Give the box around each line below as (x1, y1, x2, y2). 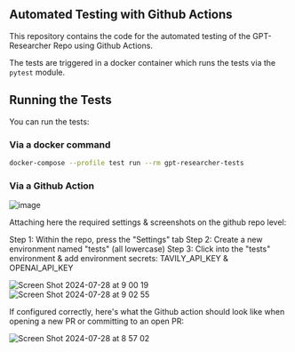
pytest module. (9, 67, 65, 77)
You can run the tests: (9, 116, 90, 127)
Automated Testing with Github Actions (9, 7, 233, 22)
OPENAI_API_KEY (9, 262, 74, 274)
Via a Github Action (9, 180, 95, 192)
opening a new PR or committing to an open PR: (9, 316, 185, 327)
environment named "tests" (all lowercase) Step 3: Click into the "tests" (9, 244, 271, 254)
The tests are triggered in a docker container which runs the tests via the (9, 57, 276, 68)
